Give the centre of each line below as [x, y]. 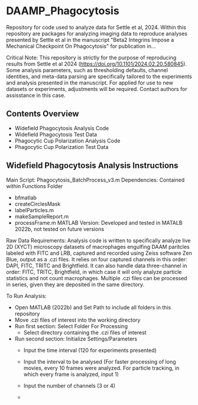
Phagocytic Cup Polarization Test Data [61, 147]
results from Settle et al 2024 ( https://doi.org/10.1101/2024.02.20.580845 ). [97, 64]
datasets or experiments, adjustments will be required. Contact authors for [97, 89]
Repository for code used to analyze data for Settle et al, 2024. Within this [96, 27]
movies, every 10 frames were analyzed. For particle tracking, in [101, 368]
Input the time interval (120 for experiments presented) [90, 350]
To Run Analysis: [27, 296]
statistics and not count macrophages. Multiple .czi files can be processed [97, 278]
